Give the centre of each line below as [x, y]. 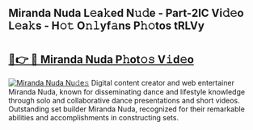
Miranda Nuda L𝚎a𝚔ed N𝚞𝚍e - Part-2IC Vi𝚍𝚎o [126, 13]
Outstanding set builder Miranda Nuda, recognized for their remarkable [126, 109]
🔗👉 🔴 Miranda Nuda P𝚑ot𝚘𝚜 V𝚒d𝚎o [101, 59]
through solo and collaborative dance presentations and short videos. [124, 101]
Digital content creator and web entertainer [162, 83]
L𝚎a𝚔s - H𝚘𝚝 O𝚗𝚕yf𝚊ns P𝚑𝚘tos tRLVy [106, 26]
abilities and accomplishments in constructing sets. [94, 117]
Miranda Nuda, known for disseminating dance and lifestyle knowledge [126, 92]
